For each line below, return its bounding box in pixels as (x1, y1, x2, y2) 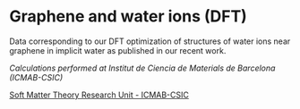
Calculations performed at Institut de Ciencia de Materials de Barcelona (9, 63, 276, 73)
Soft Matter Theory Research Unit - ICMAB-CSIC (9, 89, 190, 100)
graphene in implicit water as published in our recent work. (9, 45, 227, 55)
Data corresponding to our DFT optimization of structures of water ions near (9, 36, 291, 46)
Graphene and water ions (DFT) (9, 6, 248, 27)
